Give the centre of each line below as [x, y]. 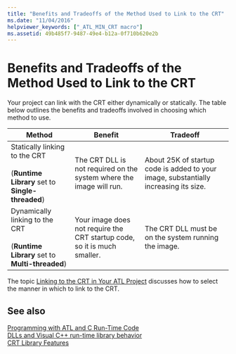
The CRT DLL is [100, 160]
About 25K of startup [179, 160]
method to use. [29, 118]
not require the [99, 229]
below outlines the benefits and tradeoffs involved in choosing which [107, 110]
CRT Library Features [38, 343]
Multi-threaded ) [39, 264]
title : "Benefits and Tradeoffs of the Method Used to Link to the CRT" [116, 14]
